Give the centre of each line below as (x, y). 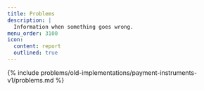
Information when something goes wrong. (74, 27)
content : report (37, 46)
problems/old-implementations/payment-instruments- (119, 72)
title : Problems (31, 14)
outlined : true (36, 53)
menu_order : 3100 (33, 33)
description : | (30, 20)
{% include (23, 72)
